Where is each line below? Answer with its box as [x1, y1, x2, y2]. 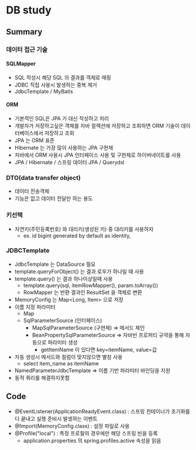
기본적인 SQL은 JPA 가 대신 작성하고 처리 [14, 115, 109, 122]
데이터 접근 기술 [6, 45, 48, 53]
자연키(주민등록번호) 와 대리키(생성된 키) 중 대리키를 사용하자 [14, 226, 154, 233]
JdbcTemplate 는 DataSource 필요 [14, 261, 96, 268]
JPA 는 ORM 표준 [14, 137, 55, 144]
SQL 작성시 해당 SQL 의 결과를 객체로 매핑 [14, 74, 111, 81]
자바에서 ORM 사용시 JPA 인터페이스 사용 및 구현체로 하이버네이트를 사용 [14, 151, 181, 158]
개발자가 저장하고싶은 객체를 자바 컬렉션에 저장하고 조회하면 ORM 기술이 [14, 122, 180, 129]
